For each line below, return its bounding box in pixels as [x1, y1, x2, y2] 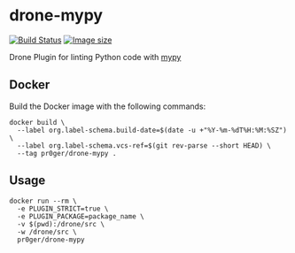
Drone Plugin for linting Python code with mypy [9, 51, 182, 62]
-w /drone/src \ [17, 227, 77, 236]
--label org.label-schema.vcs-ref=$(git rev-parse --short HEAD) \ [17, 141, 272, 150]
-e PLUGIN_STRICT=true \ [17, 204, 109, 213]
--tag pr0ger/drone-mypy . [17, 149, 117, 157]
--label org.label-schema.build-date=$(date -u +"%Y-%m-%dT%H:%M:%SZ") [17, 126, 288, 134]
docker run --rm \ [9, 196, 77, 205]
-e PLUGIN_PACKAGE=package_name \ [17, 211, 144, 221]
